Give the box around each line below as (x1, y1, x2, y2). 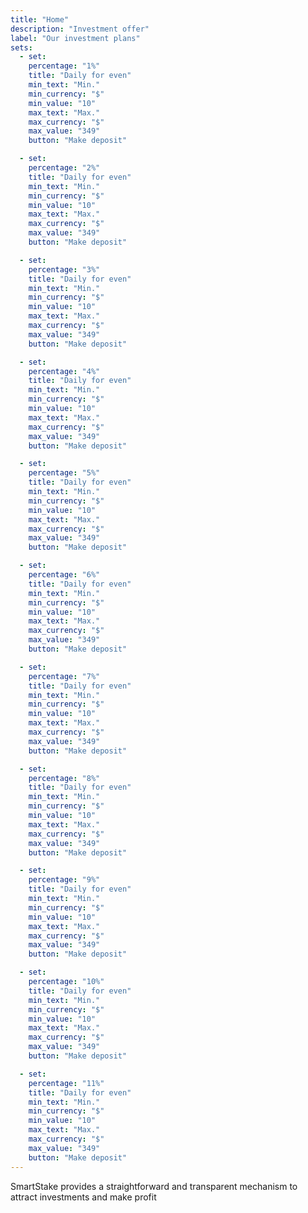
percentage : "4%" (28, 366, 101, 376)
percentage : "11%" (28, 1078, 105, 1088)
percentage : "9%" (28, 875, 101, 885)
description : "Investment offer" (10, 24, 150, 34)
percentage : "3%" (28, 264, 101, 275)
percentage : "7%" (28, 671, 101, 681)
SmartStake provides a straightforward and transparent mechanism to (10, 1180, 298, 1192)
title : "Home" (10, 14, 70, 25)
